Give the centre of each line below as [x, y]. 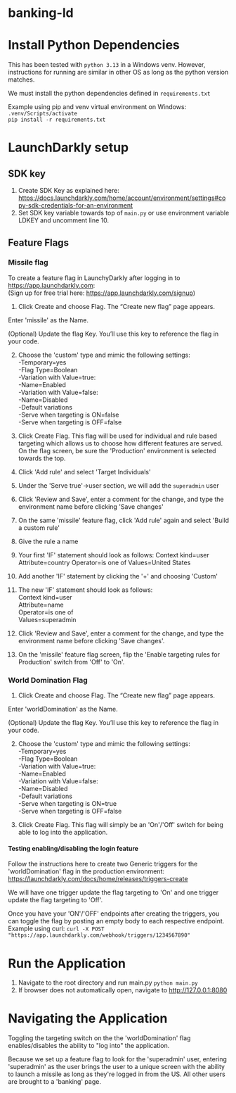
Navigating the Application [88, 1019]
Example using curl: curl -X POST [56, 929]
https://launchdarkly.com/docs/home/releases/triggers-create [98, 879]
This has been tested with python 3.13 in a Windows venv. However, [107, 65]
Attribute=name [41, 605]
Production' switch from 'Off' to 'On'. [71, 662]
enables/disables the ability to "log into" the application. [89, 1046]
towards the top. [42, 458]
